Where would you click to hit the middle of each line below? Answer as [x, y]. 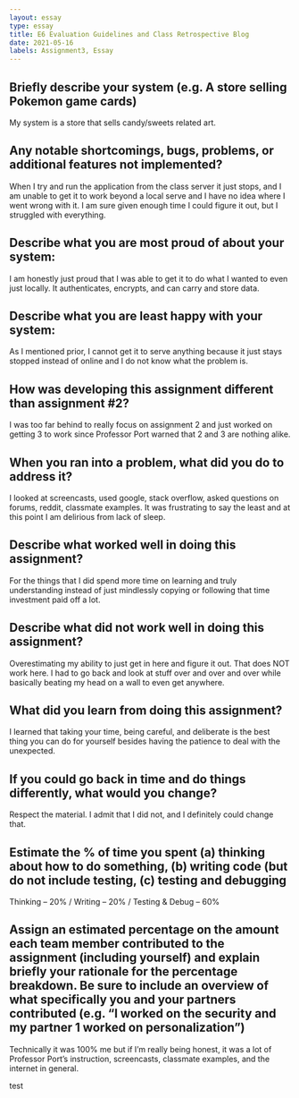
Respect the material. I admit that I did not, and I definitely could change [141, 814]
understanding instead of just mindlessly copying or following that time [140, 590]
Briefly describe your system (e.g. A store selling [148, 87]
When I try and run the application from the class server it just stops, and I [145, 186]
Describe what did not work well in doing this [137, 628]
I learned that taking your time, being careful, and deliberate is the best [140, 732]
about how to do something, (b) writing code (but [149, 866]
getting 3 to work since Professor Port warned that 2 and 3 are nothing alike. [150, 434]
